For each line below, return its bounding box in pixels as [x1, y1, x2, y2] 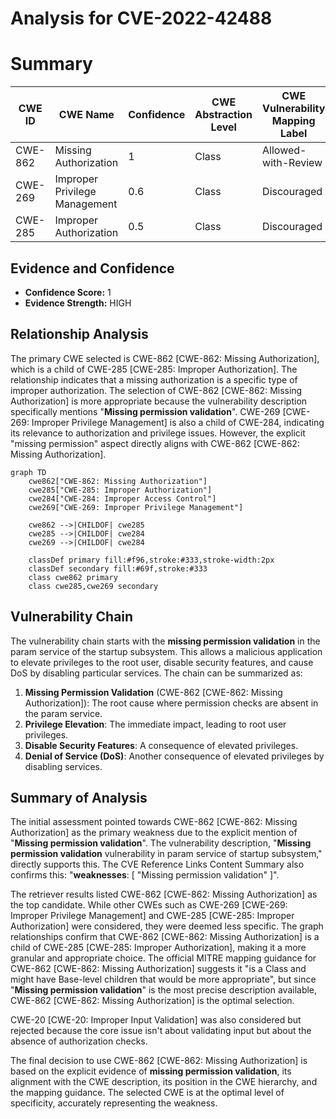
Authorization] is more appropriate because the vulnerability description [10, 395, 308, 407]
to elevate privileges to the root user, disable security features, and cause [10, 656, 314, 668]
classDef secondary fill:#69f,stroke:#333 [28, 563, 208, 574]
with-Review [262, 156, 323, 170]
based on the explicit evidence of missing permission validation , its [10, 1065, 292, 1077]
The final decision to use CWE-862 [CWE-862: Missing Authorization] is [10, 1055, 308, 1067]
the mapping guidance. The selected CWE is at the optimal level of [10, 1087, 285, 1099]
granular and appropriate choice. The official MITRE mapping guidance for [10, 952, 317, 964]
